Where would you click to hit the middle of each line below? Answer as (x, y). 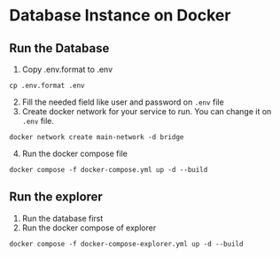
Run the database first (62, 218)
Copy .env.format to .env (67, 69)
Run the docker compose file (75, 153)
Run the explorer (56, 197)
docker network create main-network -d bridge (97, 137)
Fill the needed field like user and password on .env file (123, 102)
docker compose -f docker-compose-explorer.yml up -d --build (126, 244)
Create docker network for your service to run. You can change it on (147, 111)
